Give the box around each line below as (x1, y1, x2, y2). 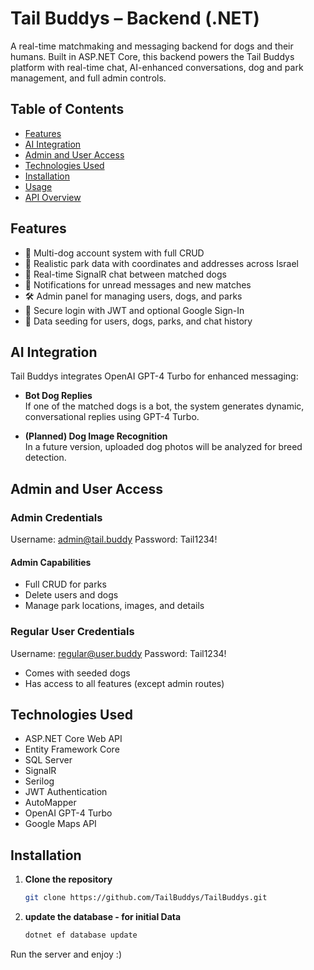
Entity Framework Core (24, 743, 120, 756)
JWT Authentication (24, 786, 108, 798)
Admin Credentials (10, 510, 103, 524)
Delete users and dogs (24, 589, 119, 601)
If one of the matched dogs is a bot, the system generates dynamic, (24, 400, 305, 412)
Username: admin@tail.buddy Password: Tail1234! (10, 533, 218, 546)
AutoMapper (24, 797, 77, 809)
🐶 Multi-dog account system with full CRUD (24, 247, 205, 259)
